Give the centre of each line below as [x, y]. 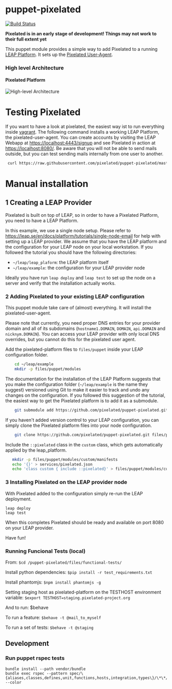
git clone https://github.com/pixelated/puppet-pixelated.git [82, 435]
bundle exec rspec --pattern [36, 673]
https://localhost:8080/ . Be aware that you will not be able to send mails [81, 148]
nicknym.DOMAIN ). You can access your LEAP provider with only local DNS [82, 334]
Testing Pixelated [43, 112]
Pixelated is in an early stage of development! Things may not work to [81, 33]
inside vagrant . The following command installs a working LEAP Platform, [82, 132]
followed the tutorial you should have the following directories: [71, 252]
